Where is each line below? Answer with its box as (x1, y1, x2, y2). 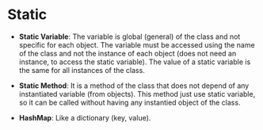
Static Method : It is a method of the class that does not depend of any (18, 81, 250, 90)
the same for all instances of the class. (18, 65, 146, 75)
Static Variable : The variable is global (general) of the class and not (18, 32, 241, 41)
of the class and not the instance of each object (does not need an (18, 48, 237, 58)
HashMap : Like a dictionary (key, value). (18, 113, 151, 122)
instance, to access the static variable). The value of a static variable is (18, 57, 251, 67)
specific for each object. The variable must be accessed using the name (18, 40, 255, 49)
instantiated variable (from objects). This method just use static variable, (18, 89, 256, 98)
